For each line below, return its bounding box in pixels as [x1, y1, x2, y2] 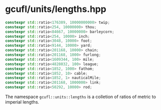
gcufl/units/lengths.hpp [5, 3, 107, 15]
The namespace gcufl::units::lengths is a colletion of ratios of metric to [5, 94, 157, 100]
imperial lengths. [5, 99, 40, 105]
